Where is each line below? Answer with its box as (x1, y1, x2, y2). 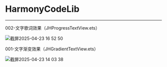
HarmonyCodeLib (5, 3, 80, 15)
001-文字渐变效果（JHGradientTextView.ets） (5, 46, 98, 52)
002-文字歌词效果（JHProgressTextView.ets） (5, 25, 100, 31)
